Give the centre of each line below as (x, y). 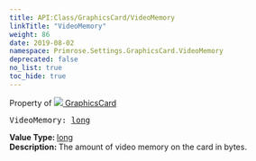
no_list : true (36, 68)
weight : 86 (30, 34)
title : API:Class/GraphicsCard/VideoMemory (92, 18)
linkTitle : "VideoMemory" (58, 26)
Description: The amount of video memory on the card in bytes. (128, 147)
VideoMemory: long (50, 120)
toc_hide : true (38, 76)
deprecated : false (44, 59)
